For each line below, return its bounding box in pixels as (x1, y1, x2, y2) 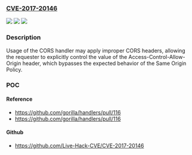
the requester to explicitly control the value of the (6, 53, 128, 60)
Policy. (6, 66, 23, 73)
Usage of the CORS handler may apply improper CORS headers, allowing (6, 46, 186, 54)
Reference (6, 95, 33, 103)
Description (6, 33, 41, 42)
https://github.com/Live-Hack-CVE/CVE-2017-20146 (14, 142, 144, 149)
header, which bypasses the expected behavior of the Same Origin (22, 60, 187, 67)
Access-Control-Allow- (128, 53, 185, 60)
